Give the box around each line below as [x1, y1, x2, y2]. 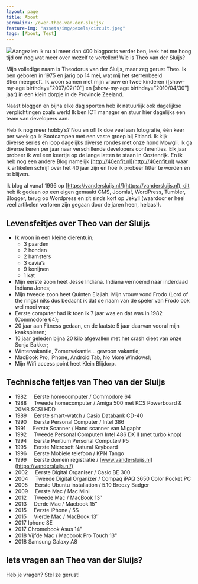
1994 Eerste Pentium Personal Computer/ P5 [14, 437, 129, 444]
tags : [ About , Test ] [6, 31, 57, 37]
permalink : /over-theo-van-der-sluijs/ [6, 20, 105, 26]
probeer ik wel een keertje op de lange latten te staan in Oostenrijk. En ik [6, 152, 183, 159]
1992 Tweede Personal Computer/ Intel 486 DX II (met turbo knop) [14, 431, 182, 438]
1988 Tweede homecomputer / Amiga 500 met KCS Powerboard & [14, 399, 182, 407]
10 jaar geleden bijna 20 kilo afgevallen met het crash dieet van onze [14, 335, 182, 342]
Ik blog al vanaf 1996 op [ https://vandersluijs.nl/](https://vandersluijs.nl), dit [6, 182, 190, 189]
